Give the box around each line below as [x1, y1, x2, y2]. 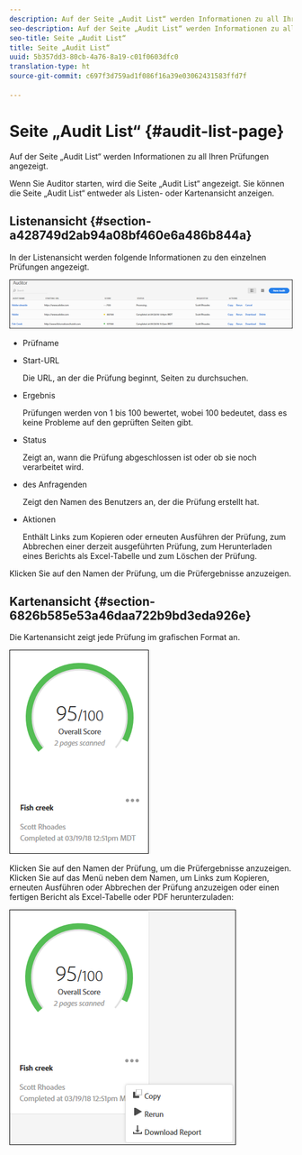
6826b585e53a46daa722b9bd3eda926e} [9, 608, 252, 623]
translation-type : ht [9, 62, 91, 71]
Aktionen [22, 514, 57, 525]
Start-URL [22, 354, 60, 365]
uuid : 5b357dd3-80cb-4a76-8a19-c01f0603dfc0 [9, 52, 179, 62]
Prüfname [22, 337, 60, 348]
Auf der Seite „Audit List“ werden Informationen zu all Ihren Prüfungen [9, 151, 270, 161]
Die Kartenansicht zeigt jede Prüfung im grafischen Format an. [9, 632, 241, 643]
